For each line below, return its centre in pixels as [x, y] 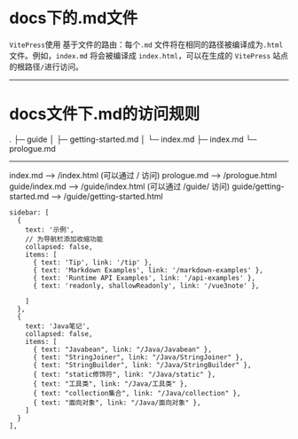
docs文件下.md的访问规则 [105, 114]
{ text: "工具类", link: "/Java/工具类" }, [110, 384]
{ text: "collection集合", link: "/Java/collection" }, [137, 393]
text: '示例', [50, 230]
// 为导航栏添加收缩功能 [64, 239]
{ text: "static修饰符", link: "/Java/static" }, [124, 374]
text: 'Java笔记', [58, 326]
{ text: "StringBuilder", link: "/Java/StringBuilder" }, [142, 365]
